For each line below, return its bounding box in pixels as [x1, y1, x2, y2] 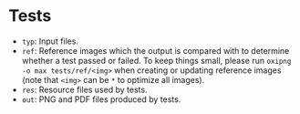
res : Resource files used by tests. [21, 84, 148, 95]
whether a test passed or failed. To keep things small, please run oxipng [21, 55, 292, 66]
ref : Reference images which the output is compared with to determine [21, 45, 290, 56]
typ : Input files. [21, 36, 79, 47]
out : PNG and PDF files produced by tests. [21, 93, 181, 105]
